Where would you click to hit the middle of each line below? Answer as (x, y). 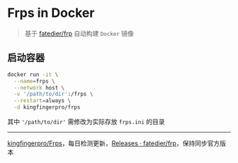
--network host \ (39, 87)
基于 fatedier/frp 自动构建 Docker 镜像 (79, 33)
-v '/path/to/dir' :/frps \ (53, 94)
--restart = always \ (42, 101)
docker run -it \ (33, 74)
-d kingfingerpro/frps (47, 107)
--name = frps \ (34, 81)
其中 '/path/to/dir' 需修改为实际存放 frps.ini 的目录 (86, 122)
